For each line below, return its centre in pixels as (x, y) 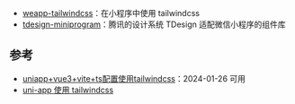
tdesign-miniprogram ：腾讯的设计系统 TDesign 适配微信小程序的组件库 (154, 24)
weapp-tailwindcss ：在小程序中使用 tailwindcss (111, 13)
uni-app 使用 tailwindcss (68, 90)
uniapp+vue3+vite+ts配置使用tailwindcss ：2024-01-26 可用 (134, 78)
